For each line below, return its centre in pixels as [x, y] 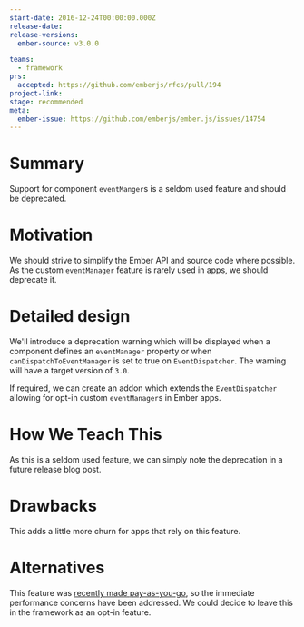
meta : [20, 110]
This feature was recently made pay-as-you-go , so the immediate [132, 592]
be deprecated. [38, 199]
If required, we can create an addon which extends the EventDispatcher [143, 388]
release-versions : [44, 35]
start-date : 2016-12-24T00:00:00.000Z [83, 18]
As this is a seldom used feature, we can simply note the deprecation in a [146, 459]
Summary [47, 164]
